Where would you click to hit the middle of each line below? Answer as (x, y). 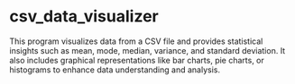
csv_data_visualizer (84, 17)
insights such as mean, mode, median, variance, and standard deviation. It (147, 50)
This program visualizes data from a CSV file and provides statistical (136, 41)
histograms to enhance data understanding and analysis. (115, 70)
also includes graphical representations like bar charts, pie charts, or (137, 60)
